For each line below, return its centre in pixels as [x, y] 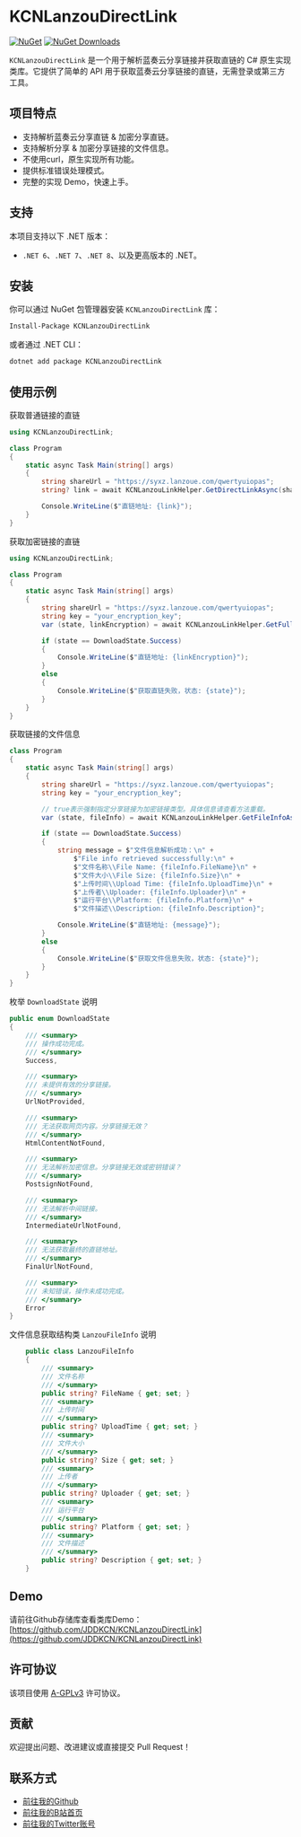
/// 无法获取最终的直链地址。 [73, 1250]
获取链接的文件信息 [45, 734]
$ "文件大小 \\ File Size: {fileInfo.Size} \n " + [157, 875]
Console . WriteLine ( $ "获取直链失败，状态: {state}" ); [151, 690]
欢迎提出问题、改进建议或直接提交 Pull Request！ [100, 1747]
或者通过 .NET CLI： [46, 345]
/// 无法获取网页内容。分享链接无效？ [87, 1126]
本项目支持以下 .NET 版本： [60, 236]
